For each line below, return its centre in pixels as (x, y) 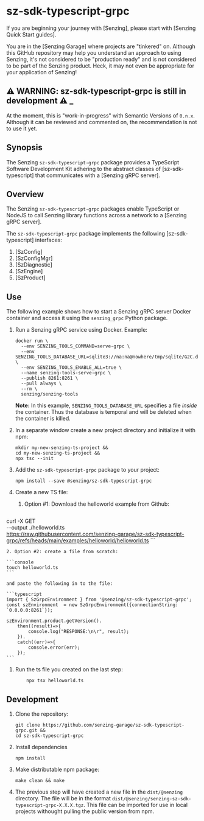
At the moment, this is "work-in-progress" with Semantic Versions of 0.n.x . (100, 115)
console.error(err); (54, 648)
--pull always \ (41, 384)
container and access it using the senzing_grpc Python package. (87, 318)
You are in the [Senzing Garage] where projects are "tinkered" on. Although (101, 46)
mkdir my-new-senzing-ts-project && (62, 448)
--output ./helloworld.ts (36, 528)
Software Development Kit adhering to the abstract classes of (84, 169)
